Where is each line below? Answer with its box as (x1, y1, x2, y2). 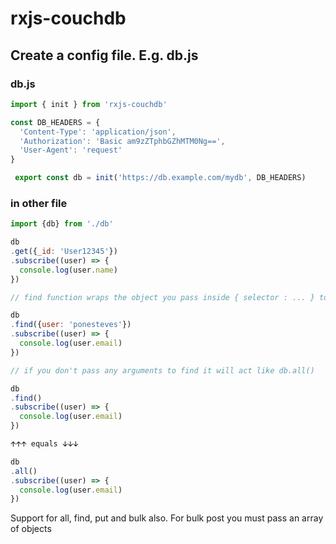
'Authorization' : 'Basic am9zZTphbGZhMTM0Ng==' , (19, 136, 226, 146)
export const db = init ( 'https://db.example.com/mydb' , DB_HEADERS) (14, 173, 307, 183)
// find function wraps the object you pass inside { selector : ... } (10, 292, 315, 302)
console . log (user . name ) (19, 265, 118, 275)
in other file (10, 196, 68, 210)
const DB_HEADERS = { (10, 117, 101, 127)
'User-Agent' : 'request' (19, 145, 123, 156)
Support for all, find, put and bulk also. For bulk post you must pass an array (10, 512, 324, 524)
